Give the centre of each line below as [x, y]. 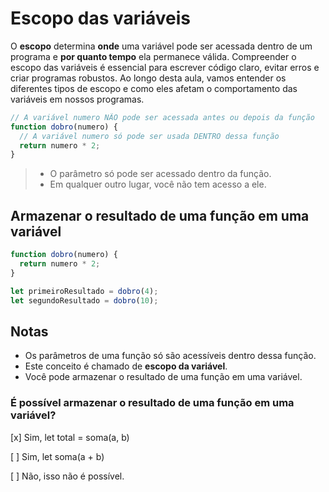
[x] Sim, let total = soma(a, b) [70, 437]
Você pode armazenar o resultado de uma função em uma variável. [163, 377]
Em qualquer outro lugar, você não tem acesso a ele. [158, 184]
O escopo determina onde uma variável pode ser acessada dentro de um [161, 46]
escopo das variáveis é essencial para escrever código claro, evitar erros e [165, 67]
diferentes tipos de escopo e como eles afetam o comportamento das [154, 88]
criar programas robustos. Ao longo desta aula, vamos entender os [148, 78]
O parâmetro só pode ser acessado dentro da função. [160, 174]
